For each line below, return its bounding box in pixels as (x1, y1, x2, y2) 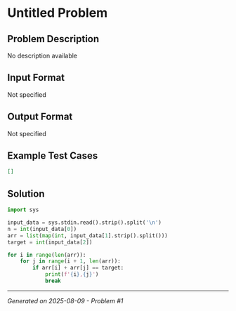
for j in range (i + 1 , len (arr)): (20, 258, 121, 265)
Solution (7, 187, 45, 199)
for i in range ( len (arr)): (7, 251, 86, 258)
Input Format (7, 72, 65, 84)
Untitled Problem (7, 5, 108, 21)
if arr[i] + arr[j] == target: (32, 265, 124, 272)
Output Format (7, 111, 73, 123)
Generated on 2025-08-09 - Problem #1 (7, 296, 124, 305)
